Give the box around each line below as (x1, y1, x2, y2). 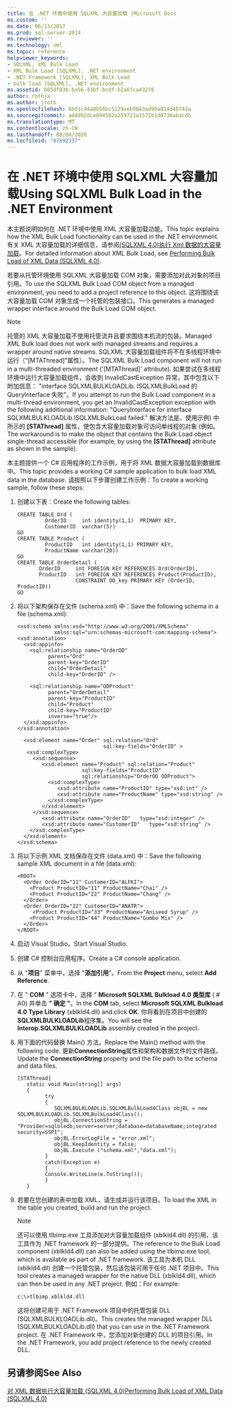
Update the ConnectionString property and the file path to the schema (16, 1055, 218, 1063)
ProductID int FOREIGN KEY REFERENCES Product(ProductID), (38, 572, 217, 578)
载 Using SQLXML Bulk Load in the (7, 186, 202, 202)
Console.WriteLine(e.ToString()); (44, 1171, 144, 1178)
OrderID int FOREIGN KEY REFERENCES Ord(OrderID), (38, 565, 199, 572)
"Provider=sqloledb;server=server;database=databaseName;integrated (16, 1123, 217, 1130)
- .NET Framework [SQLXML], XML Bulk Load (7, 73, 130, 81)
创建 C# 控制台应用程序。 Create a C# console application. (16, 954, 181, 963)
